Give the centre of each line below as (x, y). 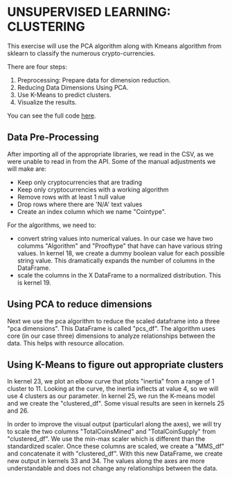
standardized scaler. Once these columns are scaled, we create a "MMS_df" (116, 446)
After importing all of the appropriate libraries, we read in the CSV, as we (110, 154)
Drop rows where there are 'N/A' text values (80, 204)
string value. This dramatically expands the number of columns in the (116, 260)
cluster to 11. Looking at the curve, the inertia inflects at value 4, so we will (113, 389)
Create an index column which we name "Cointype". (91, 211)
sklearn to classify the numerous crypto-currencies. (81, 53)
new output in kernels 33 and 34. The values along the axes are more (106, 461)
